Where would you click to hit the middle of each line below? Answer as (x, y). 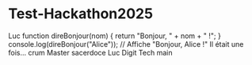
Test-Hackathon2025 (80, 14)
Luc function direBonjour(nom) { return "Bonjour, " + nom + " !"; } (115, 36)
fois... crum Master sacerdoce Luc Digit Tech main (90, 52)
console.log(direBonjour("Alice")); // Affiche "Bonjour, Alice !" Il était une (126, 44)
